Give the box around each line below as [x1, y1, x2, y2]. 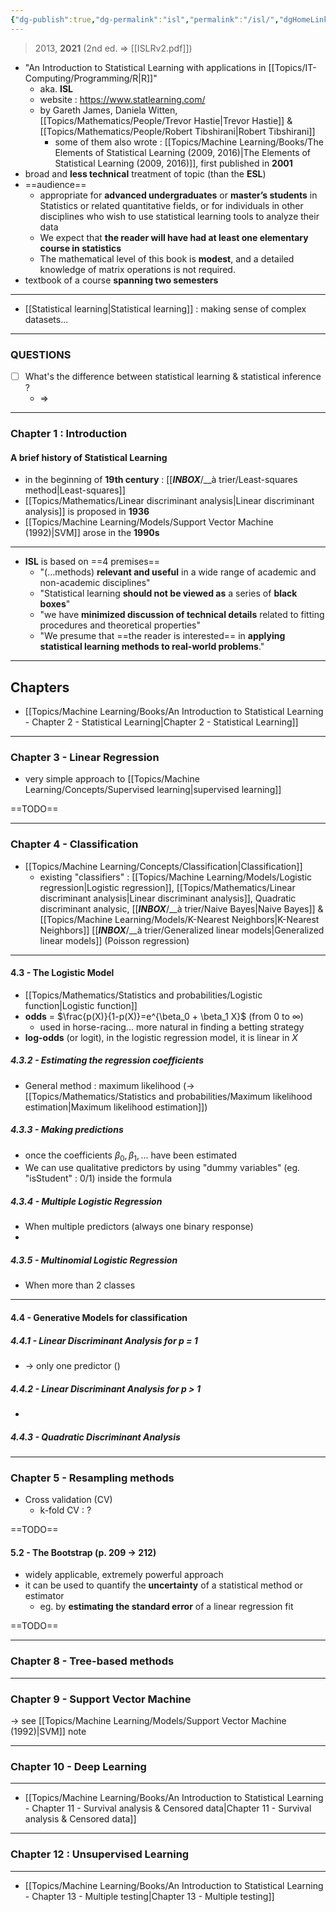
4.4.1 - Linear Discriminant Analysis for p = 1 [10, 1334, 198, 1346]
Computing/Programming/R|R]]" [24, 72, 158, 84]
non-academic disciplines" [39, 577, 151, 589]
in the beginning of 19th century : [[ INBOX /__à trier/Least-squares [24, 474, 298, 486]
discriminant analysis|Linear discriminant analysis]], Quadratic [39, 892, 297, 904]
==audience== [24, 178, 87, 190]
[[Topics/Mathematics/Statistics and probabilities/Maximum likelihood [24, 1090, 313, 1102]
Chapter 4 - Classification [10, 837, 139, 851]
